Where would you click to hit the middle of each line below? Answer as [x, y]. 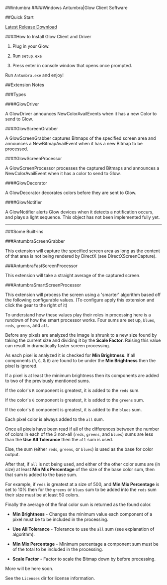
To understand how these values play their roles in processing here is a [78, 315]
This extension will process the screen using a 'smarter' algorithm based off [83, 294]
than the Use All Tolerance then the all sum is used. [59, 439]
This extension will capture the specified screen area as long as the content [83, 251]
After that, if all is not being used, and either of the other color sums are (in [83, 464]
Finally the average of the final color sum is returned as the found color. [78, 504]
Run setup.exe [27, 56]
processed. [17, 149]
